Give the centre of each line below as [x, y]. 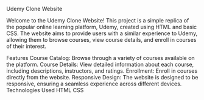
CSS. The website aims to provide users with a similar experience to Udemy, [102, 33]
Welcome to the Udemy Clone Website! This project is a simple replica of [98, 20]
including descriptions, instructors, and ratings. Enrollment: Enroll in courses [102, 71]
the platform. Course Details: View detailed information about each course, [100, 64]
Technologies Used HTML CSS [45, 90]
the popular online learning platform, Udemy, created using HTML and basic [102, 27]
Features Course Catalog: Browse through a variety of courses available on [100, 58]
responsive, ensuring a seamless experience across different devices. [94, 84]
